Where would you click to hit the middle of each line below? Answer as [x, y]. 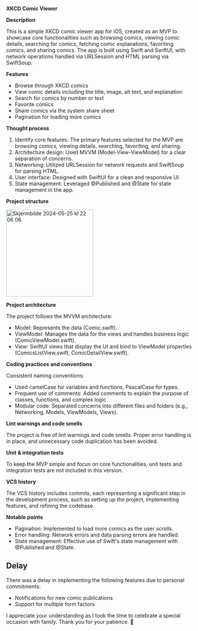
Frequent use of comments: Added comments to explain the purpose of [101, 393]
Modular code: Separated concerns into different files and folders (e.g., [101, 406]
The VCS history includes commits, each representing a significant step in [96, 493]
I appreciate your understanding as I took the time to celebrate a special [93, 615]
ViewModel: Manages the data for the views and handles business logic [102, 334]
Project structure [27, 201]
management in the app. [44, 190]
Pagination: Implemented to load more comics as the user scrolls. [94, 528]
